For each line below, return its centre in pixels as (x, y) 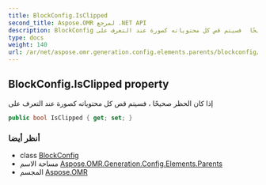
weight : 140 (28, 45)
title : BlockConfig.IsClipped (58, 15)
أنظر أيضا (24, 138)
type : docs (26, 38)
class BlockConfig (49, 155)
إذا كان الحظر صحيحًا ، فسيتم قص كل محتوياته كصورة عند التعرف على (111, 103)
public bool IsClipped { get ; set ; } (70, 118)
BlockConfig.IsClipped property (89, 84)
